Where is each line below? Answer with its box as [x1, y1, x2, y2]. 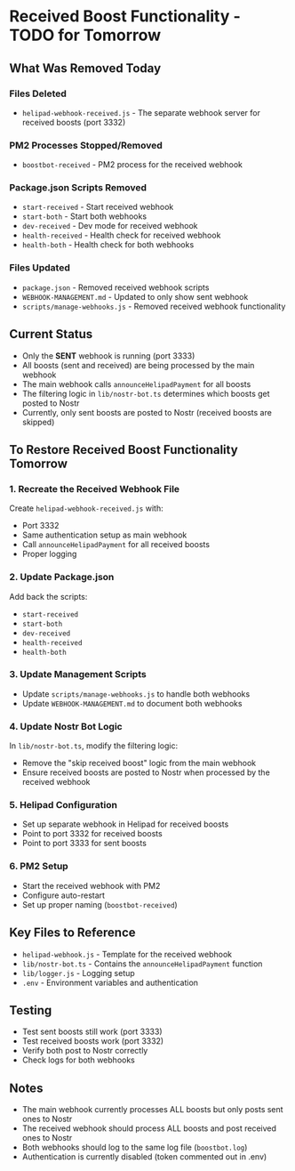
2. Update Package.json [9, 571, 115, 584]
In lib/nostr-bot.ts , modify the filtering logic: [9, 740, 179, 751]
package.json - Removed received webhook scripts [21, 282, 210, 293]
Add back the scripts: [9, 591, 88, 602]
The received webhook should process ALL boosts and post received [21, 1123, 277, 1134]
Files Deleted [9, 87, 67, 100]
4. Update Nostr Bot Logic [9, 720, 123, 732]
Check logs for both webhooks [21, 1054, 135, 1065]
